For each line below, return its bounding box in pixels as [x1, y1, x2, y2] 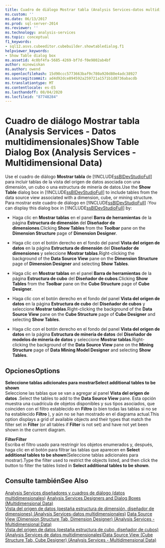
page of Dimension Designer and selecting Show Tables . [12, 261, 129, 267]
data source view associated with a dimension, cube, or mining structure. [5, 195, 153, 201]
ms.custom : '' [5, 12, 34, 17]
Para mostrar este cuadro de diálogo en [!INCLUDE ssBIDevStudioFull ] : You [5, 200, 156, 206]
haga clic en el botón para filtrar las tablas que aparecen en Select [5, 447, 140, 452]
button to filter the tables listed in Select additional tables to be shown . [5, 463, 150, 468]
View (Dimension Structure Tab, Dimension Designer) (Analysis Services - [5, 516, 155, 522]
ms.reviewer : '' [5, 26, 38, 31]
